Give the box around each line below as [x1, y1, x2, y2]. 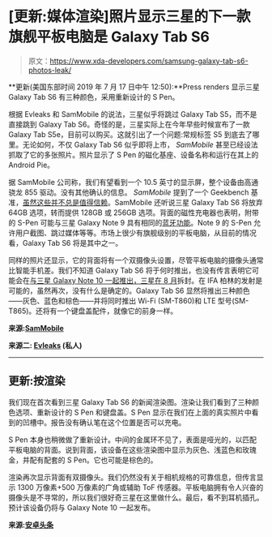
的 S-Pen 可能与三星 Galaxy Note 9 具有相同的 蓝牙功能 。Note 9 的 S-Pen [8, 217, 253, 227]
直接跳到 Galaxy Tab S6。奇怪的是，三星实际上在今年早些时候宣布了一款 [8, 119, 250, 129]
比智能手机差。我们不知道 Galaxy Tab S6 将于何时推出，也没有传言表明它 [8, 265, 253, 275]
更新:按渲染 [8, 374, 66, 388]
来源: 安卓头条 [8, 520, 54, 530]
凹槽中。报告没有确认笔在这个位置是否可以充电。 [22, 417, 186, 427]
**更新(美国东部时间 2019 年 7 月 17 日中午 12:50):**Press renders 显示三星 [8, 82, 261, 92]
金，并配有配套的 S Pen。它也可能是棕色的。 [8, 455, 158, 465]
